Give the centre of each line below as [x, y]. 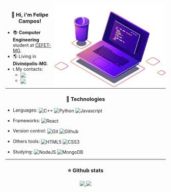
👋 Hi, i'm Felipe [30, 15]
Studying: [23, 152]
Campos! [30, 21]
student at [23, 45]
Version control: [29, 131]
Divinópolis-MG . [30, 64]
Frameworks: [26, 120]
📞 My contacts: [28, 69]
